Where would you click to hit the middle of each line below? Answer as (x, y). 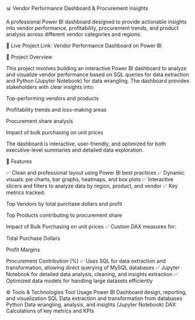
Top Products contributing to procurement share (64, 215)
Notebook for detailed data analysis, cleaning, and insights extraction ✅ (92, 274)
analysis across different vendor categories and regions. (74, 34)
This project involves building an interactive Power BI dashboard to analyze (96, 68)
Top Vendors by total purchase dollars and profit (64, 204)
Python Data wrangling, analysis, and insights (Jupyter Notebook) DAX (91, 304)
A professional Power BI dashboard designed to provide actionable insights (96, 22)
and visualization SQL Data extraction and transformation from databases (94, 298)
